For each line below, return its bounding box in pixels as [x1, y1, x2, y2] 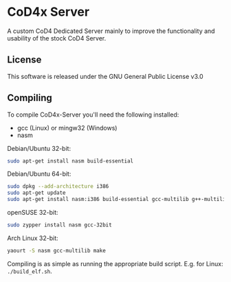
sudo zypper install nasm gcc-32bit [7, 222, 112, 228]
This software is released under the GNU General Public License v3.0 [7, 72, 204, 80]
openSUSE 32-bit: [7, 209, 58, 217]
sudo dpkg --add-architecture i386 [7, 183, 109, 190]
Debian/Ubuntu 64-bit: [7, 169, 71, 178]
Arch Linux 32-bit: [7, 234, 58, 242]
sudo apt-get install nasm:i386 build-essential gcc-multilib [7, 196, 189, 203]
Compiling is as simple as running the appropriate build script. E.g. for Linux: [7, 259, 223, 268]
